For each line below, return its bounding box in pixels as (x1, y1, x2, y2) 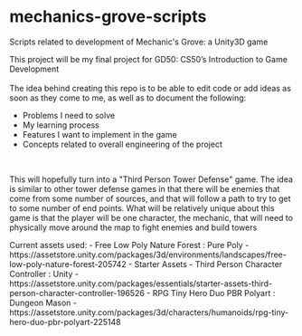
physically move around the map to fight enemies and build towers (9, 222, 258, 233)
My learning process (22, 120, 99, 130)
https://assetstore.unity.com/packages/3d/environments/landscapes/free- (9, 249, 287, 260)
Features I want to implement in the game (22, 129, 178, 139)
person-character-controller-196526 (9, 287, 145, 298)
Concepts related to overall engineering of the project (22, 139, 223, 149)
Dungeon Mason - (9, 297, 77, 308)
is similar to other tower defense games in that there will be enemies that (9, 183, 280, 194)
